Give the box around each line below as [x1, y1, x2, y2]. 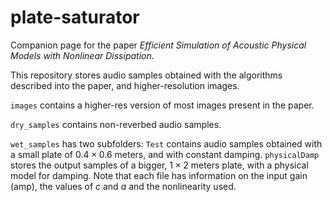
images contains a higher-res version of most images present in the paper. [10, 99, 315, 111]
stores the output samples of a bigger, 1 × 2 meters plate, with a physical [10, 159, 309, 171]
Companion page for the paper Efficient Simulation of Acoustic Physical [10, 39, 307, 51]
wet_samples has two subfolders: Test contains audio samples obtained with [10, 137, 323, 150]
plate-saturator [10, 6, 140, 29]
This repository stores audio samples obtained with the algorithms [10, 69, 283, 81]
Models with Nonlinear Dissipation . [10, 49, 155, 61]
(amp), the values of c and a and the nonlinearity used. [10, 180, 237, 192]
